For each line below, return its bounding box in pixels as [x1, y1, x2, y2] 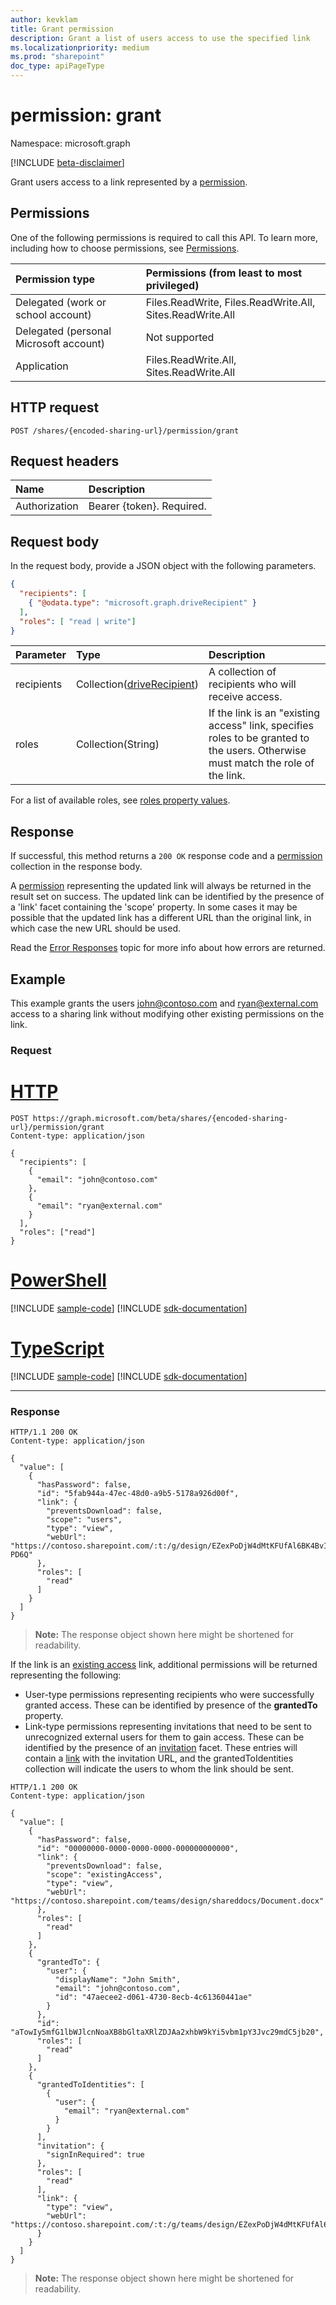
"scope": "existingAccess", [46, 1870, 163, 1880]
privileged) [145, 278, 200, 292]
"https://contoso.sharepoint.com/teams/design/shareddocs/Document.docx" [10, 1896, 325, 1906]
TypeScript [10, 1337, 105, 1360]
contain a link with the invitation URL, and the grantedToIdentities [24, 1752, 294, 1765]
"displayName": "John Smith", [54, 1975, 182, 1985]
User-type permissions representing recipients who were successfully [24, 1689, 315, 1701]
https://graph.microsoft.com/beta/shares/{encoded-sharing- [32, 1113, 288, 1123]
